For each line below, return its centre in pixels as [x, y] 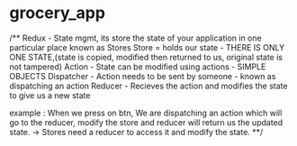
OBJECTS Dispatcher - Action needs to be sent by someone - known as [143, 76]
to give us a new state [50, 95]
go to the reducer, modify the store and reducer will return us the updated [146, 122]
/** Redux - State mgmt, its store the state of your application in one [136, 38]
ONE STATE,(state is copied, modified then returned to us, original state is [146, 57]
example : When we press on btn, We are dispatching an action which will [146, 113]
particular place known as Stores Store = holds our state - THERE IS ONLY [147, 47]
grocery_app [58, 13]
